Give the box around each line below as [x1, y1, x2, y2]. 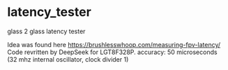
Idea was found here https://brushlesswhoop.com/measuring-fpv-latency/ [7, 40, 221, 49]
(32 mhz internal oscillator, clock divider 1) [7, 55, 129, 63]
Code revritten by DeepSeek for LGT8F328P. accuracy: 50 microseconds [7, 48, 218, 56]
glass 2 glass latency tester [7, 27, 86, 35]
